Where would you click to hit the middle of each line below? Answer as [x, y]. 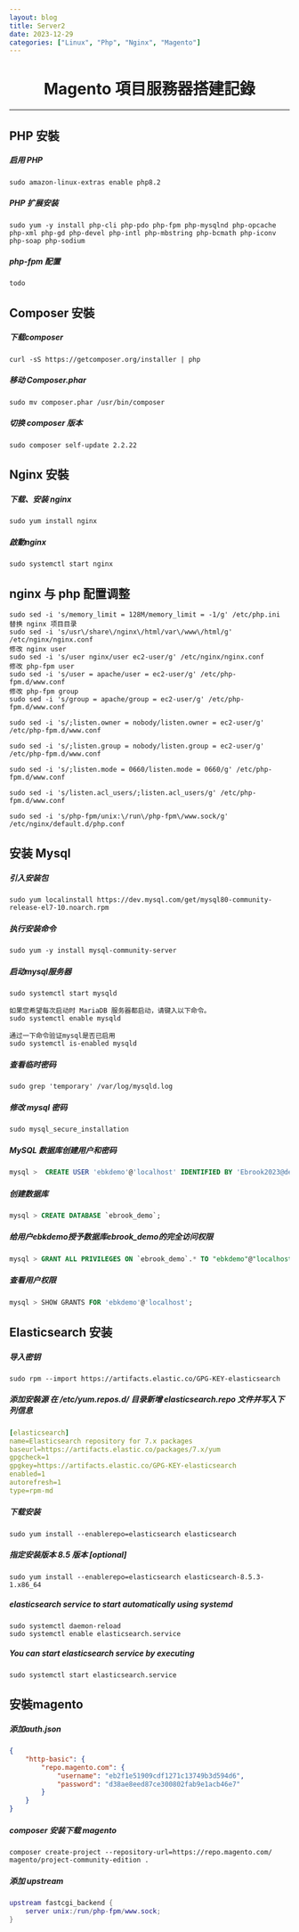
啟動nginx [28, 542]
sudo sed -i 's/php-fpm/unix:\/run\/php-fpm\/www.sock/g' [119, 816]
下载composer [36, 337]
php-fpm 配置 [35, 262]
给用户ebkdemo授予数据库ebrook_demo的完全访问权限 [111, 1237]
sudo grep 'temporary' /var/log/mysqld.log [91, 1087]
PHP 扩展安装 [34, 203]
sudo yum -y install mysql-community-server [93, 951]
